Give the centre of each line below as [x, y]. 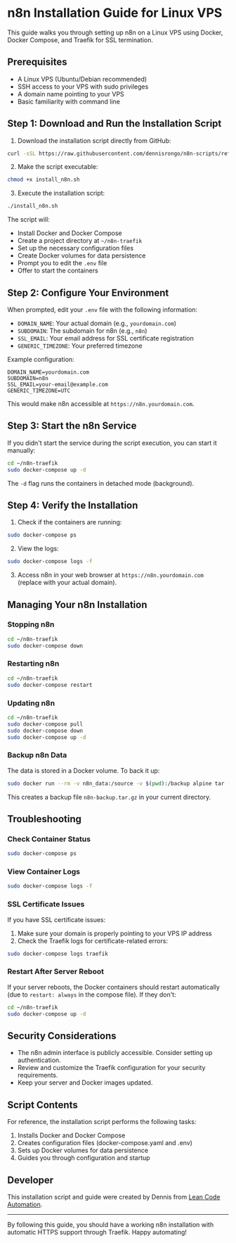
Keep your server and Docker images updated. [85, 1083]
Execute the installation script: [61, 193]
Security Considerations [62, 1036]
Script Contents [43, 1105]
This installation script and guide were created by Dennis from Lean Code [114, 1197]
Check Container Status [49, 839]
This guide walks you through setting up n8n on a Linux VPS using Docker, [115, 32]
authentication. [39, 1060]
